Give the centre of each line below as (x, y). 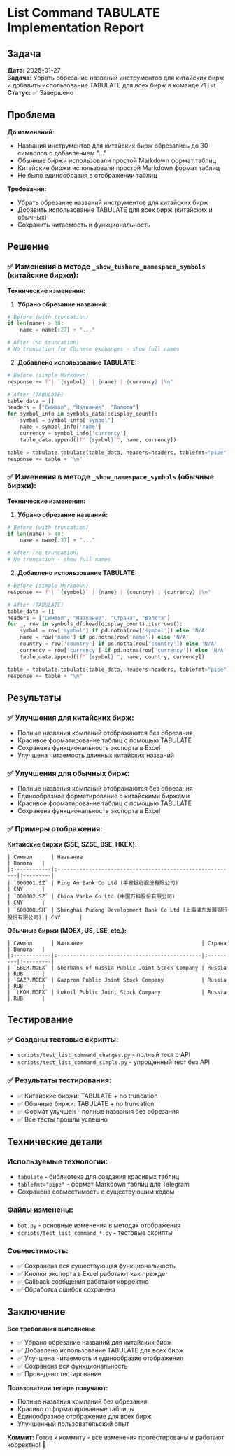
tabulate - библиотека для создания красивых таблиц (98, 1177)
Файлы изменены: (40, 1210)
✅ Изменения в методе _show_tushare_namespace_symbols (107, 267)
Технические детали (55, 1142)
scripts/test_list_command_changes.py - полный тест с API (104, 1055)
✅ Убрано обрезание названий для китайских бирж (95, 1342)
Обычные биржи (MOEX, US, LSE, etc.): (67, 930)
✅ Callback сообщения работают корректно (83, 1281)
